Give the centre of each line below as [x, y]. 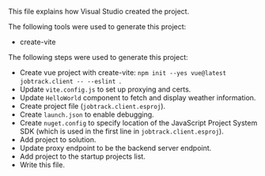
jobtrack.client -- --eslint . [70, 81]
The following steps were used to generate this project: [98, 57]
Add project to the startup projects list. [83, 156]
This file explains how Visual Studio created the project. [99, 11]
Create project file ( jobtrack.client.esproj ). [93, 106]
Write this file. [42, 165]
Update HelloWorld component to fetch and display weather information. [138, 97]
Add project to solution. [58, 140]
